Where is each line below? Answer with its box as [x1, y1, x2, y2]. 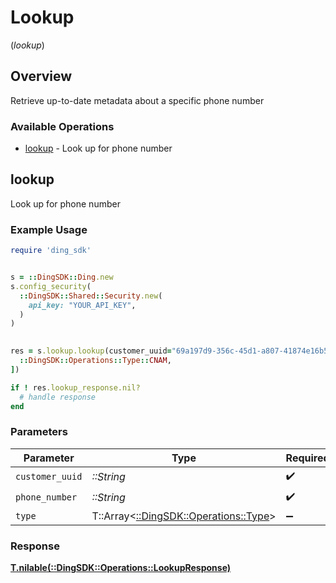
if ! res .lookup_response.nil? [10, 382, 141, 393]
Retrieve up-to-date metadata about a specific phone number [10, 94, 265, 106]
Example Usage [10, 222, 88, 236]
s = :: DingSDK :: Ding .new [10, 272, 114, 283]
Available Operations [10, 119, 115, 133]
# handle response [19, 392, 97, 402]
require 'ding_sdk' [10, 246, 92, 256]
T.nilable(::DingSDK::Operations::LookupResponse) [10, 562, 232, 573]
